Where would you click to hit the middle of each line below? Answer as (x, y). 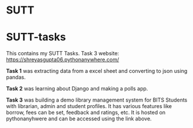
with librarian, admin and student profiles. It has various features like (89, 106)
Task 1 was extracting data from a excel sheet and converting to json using (97, 71)
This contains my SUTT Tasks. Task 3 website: (63, 53)
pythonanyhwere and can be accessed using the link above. (79, 119)
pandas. (16, 78)
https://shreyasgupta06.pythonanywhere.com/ (63, 60)
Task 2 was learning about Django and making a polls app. (77, 89)
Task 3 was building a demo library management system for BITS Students (97, 100)
